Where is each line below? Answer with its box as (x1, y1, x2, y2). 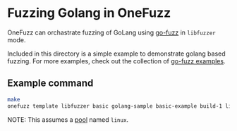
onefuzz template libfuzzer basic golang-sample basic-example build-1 (7, 102, 222, 110)
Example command (7, 77, 94, 89)
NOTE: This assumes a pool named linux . (7, 115, 129, 124)
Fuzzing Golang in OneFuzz (7, 5, 171, 21)
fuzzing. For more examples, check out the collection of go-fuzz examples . (7, 56, 226, 65)
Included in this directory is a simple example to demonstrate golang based (7, 49, 226, 58)
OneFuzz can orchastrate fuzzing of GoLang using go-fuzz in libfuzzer (7, 28, 217, 37)
